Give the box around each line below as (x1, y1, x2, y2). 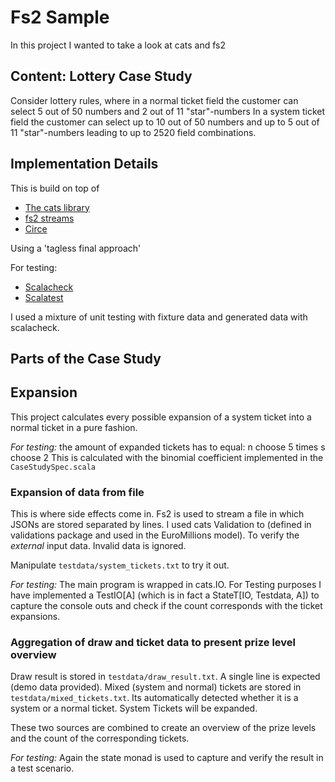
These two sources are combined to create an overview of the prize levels (10, 722, 317, 734)
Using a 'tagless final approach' (10, 242, 142, 254)
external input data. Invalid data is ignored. (10, 540, 187, 552)
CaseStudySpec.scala (10, 462, 97, 472)
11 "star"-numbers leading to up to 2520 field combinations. (10, 126, 257, 138)
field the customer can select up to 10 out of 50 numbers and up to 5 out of (10, 116, 320, 128)
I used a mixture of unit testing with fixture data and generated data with (10, 311, 308, 323)
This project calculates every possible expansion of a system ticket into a (10, 411, 312, 423)
